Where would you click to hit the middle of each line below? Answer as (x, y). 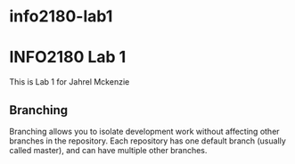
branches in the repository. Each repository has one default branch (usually (148, 141)
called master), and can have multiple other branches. (108, 150)
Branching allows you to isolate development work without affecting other (144, 131)
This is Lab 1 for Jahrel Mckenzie (70, 82)
